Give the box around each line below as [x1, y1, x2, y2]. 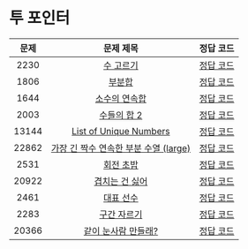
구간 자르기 [99, 208, 143, 221]
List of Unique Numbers [71, 124, 170, 137]
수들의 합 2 [99, 109, 143, 121]
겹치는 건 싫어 [94, 175, 148, 187]
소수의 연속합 [94, 92, 147, 104]
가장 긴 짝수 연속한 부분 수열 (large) [50, 142, 192, 155]
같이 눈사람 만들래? [83, 224, 159, 237]
